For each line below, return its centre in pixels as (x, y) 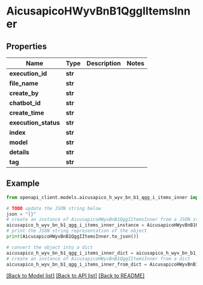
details (19, 152)
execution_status (35, 123)
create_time (27, 113)
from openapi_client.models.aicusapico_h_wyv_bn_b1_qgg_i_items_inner (97, 197)
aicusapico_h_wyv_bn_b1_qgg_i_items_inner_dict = (70, 253)
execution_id (28, 74)
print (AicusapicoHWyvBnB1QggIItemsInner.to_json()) (72, 237)
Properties (27, 46)
